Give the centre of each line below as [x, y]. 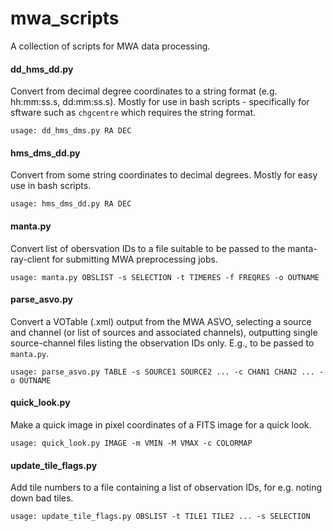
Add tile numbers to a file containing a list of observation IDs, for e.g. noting [166, 488]
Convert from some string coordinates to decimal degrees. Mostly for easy [164, 175]
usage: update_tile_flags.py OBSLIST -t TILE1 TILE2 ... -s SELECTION [160, 517]
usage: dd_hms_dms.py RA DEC [71, 131]
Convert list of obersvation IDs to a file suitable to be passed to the [148, 248]
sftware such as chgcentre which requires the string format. [133, 113]
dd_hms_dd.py [42, 69]
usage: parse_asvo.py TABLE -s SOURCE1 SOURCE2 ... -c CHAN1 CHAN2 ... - [167, 372]
